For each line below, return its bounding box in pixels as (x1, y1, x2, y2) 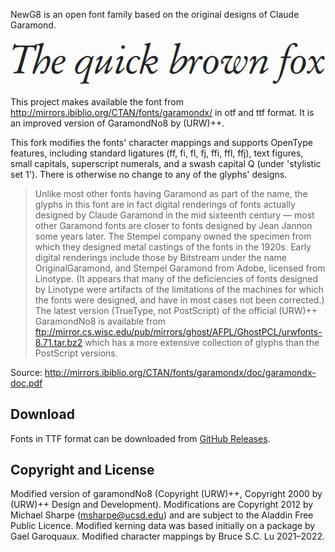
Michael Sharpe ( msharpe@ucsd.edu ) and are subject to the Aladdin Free (10, 509, 314, 521)
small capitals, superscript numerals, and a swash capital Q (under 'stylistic (10, 157, 322, 169)
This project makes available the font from (10, 95, 184, 108)
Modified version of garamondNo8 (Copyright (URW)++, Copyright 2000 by (10, 488, 323, 500)
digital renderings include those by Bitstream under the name (34, 251, 287, 263)
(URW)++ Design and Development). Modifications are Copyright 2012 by (10, 499, 314, 511)
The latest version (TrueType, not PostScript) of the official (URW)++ (34, 304, 318, 316)
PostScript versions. (34, 347, 118, 359)
